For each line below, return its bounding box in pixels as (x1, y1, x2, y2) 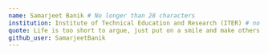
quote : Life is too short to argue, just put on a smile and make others (8, 26, 261, 34)
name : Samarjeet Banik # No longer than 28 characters (8, 11, 196, 20)
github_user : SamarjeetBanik (8, 33, 106, 42)
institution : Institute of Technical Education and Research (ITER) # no (8, 19, 261, 27)
